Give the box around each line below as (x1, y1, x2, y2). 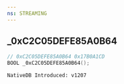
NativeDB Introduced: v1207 (7, 72, 87, 79)
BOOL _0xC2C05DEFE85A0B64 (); (7, 59, 90, 67)
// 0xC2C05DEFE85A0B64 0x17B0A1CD (7, 53, 106, 60)
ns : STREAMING (7, 10, 48, 17)
